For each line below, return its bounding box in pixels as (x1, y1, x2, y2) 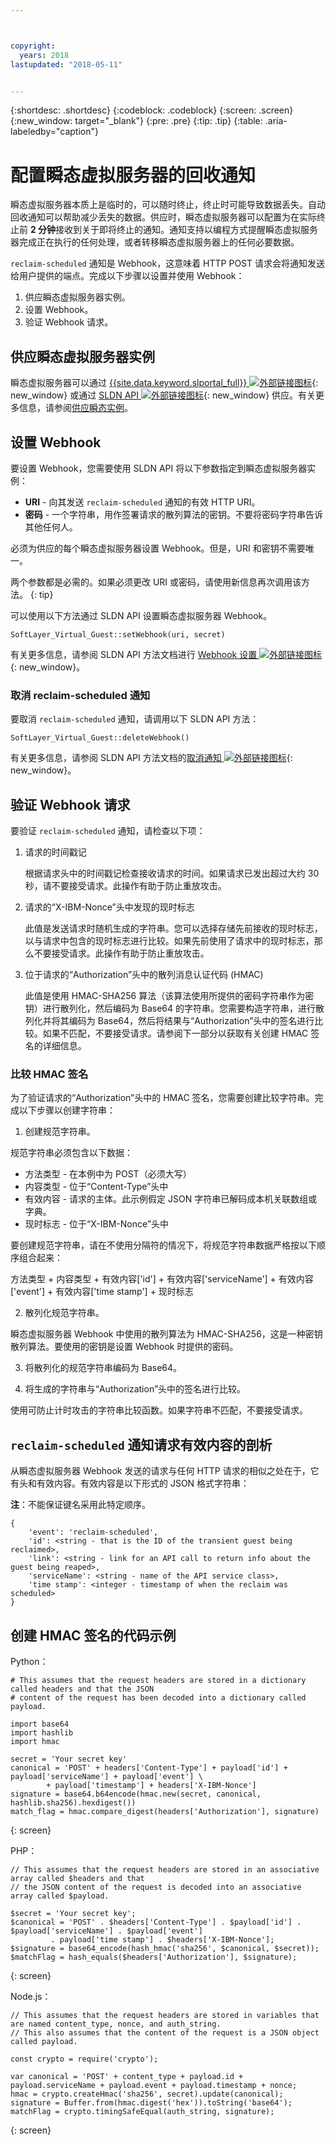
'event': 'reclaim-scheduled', (28, 1527, 159, 1538)
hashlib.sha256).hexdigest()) (10, 1797, 137, 1808)
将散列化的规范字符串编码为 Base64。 (24, 1362, 183, 1374)
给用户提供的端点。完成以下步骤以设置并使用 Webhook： (10, 270, 245, 282)
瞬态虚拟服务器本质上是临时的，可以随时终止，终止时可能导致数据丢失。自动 (10, 199, 326, 211)
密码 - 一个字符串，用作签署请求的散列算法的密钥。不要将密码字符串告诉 (24, 508, 324, 520)
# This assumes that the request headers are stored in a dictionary (10, 1675, 307, 1685)
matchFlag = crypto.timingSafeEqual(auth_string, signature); (10, 2106, 275, 2116)
